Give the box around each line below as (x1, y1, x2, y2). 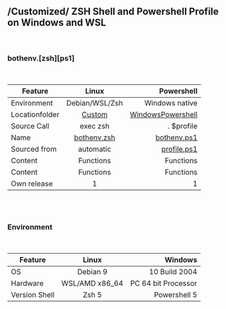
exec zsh (79, 121, 110, 131)
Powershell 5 (154, 290, 198, 300)
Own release (11, 179, 53, 189)
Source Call (11, 121, 50, 131)
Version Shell (11, 290, 55, 300)
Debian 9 (77, 267, 108, 277)
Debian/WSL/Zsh (66, 99, 123, 108)
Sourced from (11, 145, 57, 154)
